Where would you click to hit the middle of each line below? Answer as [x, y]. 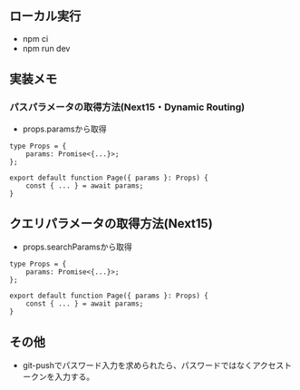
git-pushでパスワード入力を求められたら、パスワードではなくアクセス [153, 366]
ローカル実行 [45, 16]
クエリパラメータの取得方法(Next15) [111, 224]
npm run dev [46, 48]
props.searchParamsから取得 [77, 247]
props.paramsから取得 [64, 129]
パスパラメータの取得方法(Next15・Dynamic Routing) [127, 107]
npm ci [35, 38]
